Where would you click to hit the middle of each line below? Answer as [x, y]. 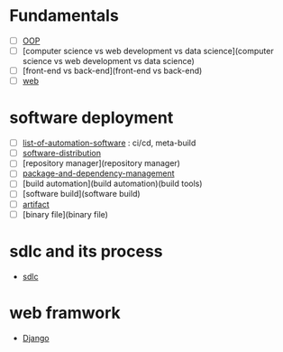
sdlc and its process [87, 251]
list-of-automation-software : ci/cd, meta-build [109, 143]
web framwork [65, 313]
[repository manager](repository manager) [101, 163]
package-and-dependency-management [98, 173]
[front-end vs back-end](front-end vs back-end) [112, 71]
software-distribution [62, 153]
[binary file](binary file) [65, 214]
